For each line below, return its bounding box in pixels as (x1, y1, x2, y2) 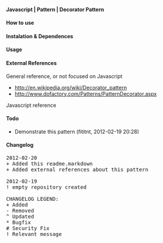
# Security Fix (6, 225, 50, 231)
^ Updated (6, 213, 34, 220)
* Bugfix (6, 219, 31, 225)
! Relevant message (6, 231, 62, 237)
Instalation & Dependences (6, 32, 73, 39)
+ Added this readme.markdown (6, 160, 93, 167)
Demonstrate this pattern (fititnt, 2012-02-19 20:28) (14, 128, 140, 135)
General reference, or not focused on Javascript (6, 72, 123, 80)
